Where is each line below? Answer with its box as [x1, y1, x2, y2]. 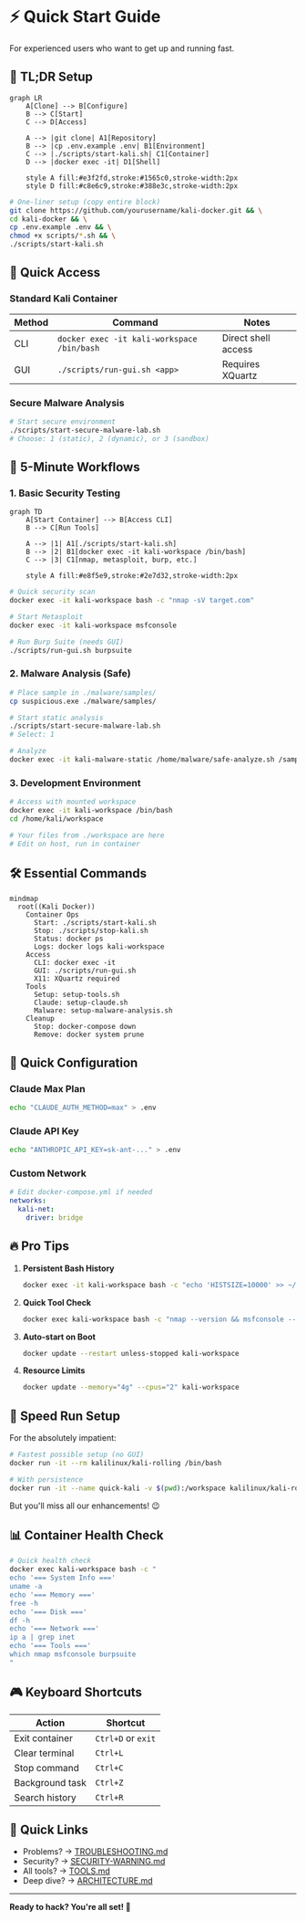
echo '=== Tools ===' [9, 1642, 92, 1651]
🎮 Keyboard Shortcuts [9, 1685, 143, 1700]
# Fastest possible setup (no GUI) [9, 1450, 145, 1460]
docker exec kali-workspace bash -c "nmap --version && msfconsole [22, 1315, 284, 1324]
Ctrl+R [95, 1792, 124, 1802]
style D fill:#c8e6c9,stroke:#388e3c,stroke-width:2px [25, 181, 239, 191]
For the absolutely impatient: [9, 1433, 117, 1443]
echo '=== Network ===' [9, 1624, 100, 1633]
